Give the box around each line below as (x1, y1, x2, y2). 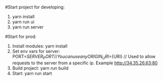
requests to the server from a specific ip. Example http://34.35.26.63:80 (12, 60, 158, 66)
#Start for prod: (5, 34, 37, 39)
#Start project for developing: (5, 4, 65, 10)
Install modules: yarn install (12, 43, 68, 49)
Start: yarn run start (12, 70, 53, 76)
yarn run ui (12, 19, 34, 25)
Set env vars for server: (12, 49, 60, 54)
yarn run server (12, 24, 44, 30)
